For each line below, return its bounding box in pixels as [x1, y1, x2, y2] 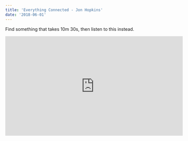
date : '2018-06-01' [5, 12, 47, 17]
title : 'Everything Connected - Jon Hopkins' [5, 7, 103, 13]
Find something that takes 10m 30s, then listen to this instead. [5, 26, 134, 32]
